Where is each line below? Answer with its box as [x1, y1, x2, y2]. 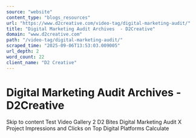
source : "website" [6, 8, 53, 15]
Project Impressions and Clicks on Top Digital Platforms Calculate [6, 125, 169, 132]
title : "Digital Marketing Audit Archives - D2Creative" [6, 25, 155, 32]
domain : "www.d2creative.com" [6, 31, 83, 38]
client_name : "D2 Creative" [6, 59, 77, 65]
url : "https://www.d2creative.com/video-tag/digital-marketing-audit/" [6, 20, 191, 26]
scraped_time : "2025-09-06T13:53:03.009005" [6, 43, 120, 49]
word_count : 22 [6, 54, 45, 60]
